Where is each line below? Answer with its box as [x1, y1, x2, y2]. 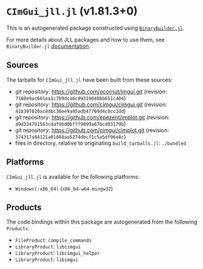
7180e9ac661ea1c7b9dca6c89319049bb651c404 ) [15, 94, 126, 101]
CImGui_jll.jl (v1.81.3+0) [6, 4, 138, 18]
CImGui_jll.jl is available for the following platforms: [6, 173, 140, 180]
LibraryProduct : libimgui [15, 256, 79, 263]
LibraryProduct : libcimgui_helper [15, 250, 100, 257]
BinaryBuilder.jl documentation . [6, 42, 91, 50]
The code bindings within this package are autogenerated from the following [6, 218, 198, 225]
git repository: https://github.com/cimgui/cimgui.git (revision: [15, 101, 168, 108]
